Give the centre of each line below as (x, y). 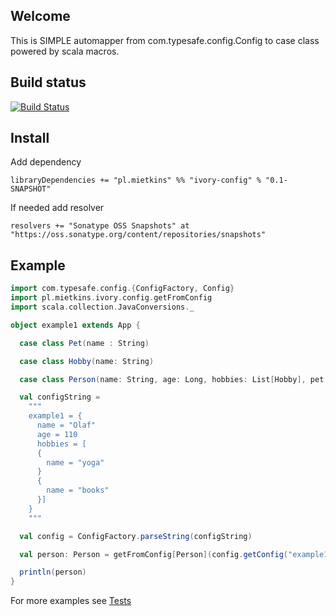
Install (30, 138)
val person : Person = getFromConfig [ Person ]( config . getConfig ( (153, 554)
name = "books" (78, 490)
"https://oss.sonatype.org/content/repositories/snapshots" (138, 235)
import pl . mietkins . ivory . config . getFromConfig (111, 298)
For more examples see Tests (71, 601)
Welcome (40, 16)
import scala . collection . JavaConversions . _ (102, 307)
